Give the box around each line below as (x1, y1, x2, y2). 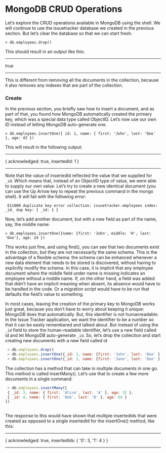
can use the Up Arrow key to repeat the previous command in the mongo (5, 188, 154, 194)
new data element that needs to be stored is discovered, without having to (5, 260, 156, 266)
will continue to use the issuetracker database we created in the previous (5, 25, 154, 31)
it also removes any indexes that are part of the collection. (5, 82, 124, 88)
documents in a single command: (5, 376, 73, 382)
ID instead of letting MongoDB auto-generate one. (5, 122, 107, 128)
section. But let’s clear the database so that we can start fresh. (5, 30, 132, 36)
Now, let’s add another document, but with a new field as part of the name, (5, 216, 157, 222)
